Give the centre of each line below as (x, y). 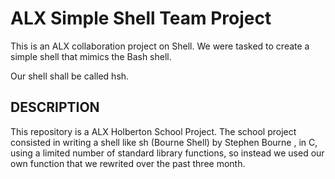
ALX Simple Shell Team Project (141, 18)
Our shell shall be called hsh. (70, 76)
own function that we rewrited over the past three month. (128, 163)
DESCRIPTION (55, 107)
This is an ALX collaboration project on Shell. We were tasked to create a (160, 46)
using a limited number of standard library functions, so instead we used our (167, 153)
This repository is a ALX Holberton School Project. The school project (153, 131)
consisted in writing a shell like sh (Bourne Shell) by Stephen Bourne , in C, (164, 142)
